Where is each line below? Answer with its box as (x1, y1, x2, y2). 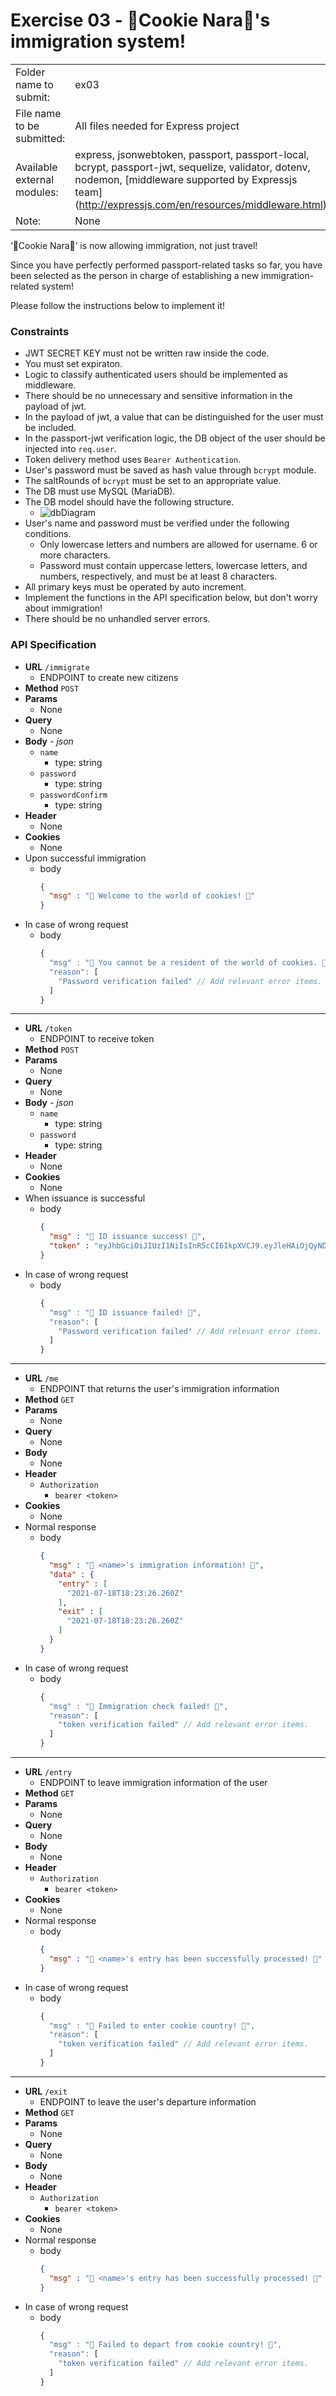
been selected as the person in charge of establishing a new (10, 269, 260, 281)
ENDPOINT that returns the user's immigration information (39, 1383, 280, 1395)
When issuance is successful (24, 1192, 146, 1204)
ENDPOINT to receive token (39, 1033, 155, 1045)
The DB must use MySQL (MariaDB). (24, 485, 176, 498)
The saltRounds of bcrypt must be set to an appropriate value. (24, 475, 282, 487)
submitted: (15, 131, 66, 145)
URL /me (24, 1372, 59, 1384)
